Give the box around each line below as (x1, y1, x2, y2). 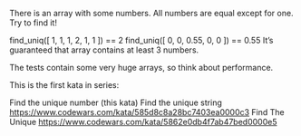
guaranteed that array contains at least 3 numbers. (9, 44, 199, 55)
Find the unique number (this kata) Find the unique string (9, 97, 222, 108)
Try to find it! (9, 17, 57, 28)
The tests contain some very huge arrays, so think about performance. (9, 63, 274, 73)
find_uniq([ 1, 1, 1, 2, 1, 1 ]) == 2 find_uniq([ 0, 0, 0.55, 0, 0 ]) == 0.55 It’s (9, 35, 274, 45)
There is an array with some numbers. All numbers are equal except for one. (9, 8, 294, 18)
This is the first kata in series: (9, 80, 120, 90)
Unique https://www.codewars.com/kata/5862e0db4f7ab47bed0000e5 (9, 117, 277, 127)
